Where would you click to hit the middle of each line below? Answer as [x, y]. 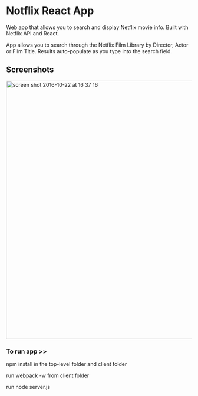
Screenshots [30, 70]
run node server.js [28, 387]
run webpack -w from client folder [48, 375]
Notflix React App [50, 11]
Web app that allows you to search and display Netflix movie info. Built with [97, 27]
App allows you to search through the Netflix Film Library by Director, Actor [97, 45]
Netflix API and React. [33, 33]
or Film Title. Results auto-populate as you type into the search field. [89, 51]
